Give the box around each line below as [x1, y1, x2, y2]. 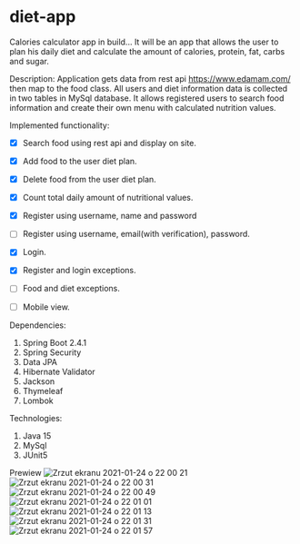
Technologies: [9, 412, 63, 423]
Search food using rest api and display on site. [22, 137, 197, 148]
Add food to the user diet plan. [22, 156, 138, 166]
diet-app [9, 6, 76, 27]
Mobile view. [22, 302, 70, 312]
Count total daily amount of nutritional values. [22, 193, 194, 203]
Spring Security [22, 347, 82, 358]
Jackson [22, 375, 55, 387]
